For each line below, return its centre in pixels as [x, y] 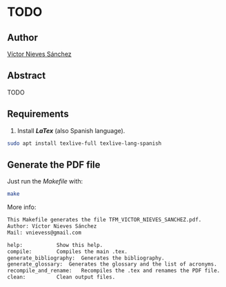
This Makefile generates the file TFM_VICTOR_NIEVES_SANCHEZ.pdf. [104, 220]
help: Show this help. [55, 245]
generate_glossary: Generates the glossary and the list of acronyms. [112, 264]
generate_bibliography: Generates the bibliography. [86, 258]
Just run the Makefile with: [45, 181]
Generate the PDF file [54, 165]
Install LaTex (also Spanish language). [71, 130]
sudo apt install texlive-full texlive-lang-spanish [84, 143]
